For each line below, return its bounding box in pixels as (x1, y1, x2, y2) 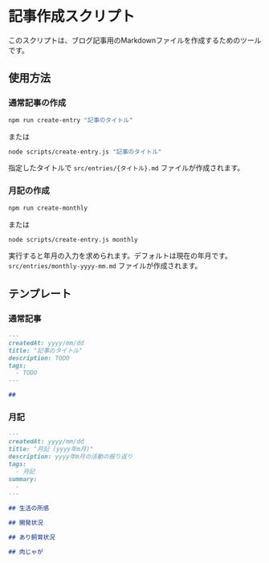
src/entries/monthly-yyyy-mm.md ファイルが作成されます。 (8, 261, 202, 271)
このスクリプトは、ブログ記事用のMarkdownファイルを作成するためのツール (8, 35, 262, 45)
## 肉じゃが (8, 548, 44, 556)
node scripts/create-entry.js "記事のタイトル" (8, 148, 162, 156)
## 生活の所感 (8, 504, 50, 512)
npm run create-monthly (8, 204, 88, 212)
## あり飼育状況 (8, 533, 55, 542)
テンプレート (8, 287, 72, 300)
